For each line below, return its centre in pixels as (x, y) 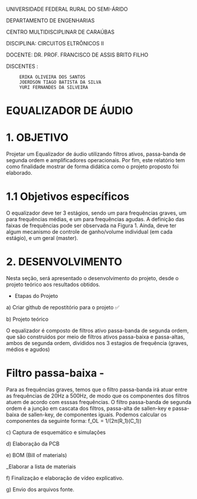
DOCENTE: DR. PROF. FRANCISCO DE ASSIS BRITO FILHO (77, 55)
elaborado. (19, 173)
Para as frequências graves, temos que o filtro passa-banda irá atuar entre (97, 389)
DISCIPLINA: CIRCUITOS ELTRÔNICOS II (55, 43)
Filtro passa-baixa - (55, 373)
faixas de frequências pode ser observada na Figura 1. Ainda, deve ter (91, 226)
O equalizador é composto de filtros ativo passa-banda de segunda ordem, (97, 331)
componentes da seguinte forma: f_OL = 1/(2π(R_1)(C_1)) (74, 421)
